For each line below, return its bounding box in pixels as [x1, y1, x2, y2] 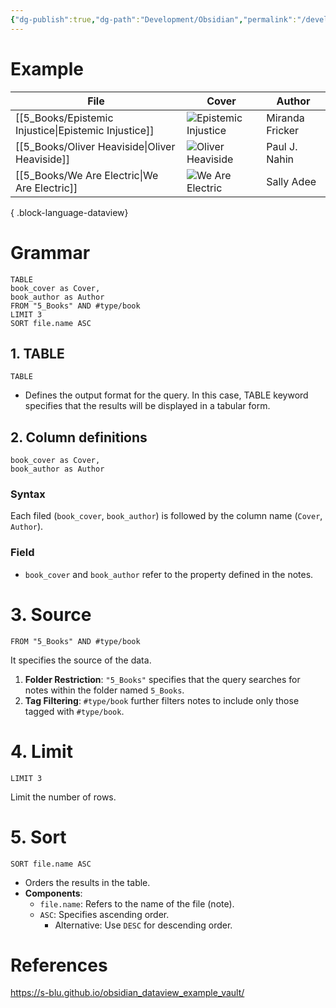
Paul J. [266, 139, 298, 153]
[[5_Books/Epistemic [15, 111, 114, 125]
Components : [24, 887, 83, 899]
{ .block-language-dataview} [10, 206, 129, 218]
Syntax [10, 487, 46, 501]
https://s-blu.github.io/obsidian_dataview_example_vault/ [10, 987, 245, 999]
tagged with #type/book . [24, 705, 125, 717]
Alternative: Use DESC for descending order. [54, 919, 233, 931]
